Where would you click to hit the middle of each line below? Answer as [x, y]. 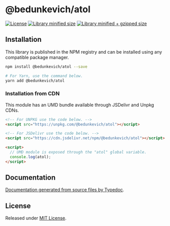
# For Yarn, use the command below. [44, 76]
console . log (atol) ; [31, 157]
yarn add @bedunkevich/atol [35, 81]
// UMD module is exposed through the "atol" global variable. [78, 152]
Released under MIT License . [36, 218]
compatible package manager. [37, 57]
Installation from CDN [33, 94]
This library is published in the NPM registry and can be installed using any [84, 52]
